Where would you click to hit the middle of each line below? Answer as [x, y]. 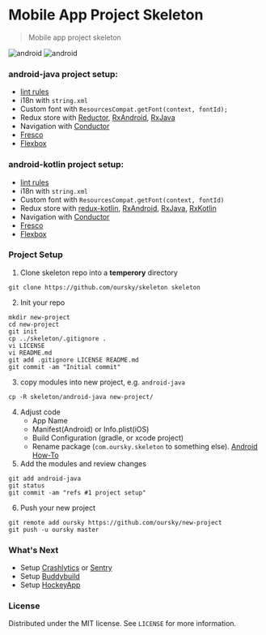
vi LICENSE [27, 345]
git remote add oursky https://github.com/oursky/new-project [115, 522]
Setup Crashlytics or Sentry [66, 568]
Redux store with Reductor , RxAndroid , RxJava [97, 118]
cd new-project [34, 324]
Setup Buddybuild [50, 577]
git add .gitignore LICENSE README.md [74, 360]
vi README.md [30, 353]
